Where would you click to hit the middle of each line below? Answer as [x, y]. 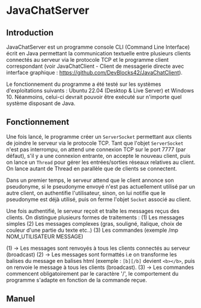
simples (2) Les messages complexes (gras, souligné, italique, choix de [94, 223]
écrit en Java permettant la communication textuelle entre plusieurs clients [98, 53]
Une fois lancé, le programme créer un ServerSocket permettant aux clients [99, 136]
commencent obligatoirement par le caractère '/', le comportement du [92, 273]
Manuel [21, 299]
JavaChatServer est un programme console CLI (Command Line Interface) [98, 47]
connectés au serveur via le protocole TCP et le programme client [88, 60]
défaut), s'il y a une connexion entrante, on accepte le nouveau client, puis [98, 156]
